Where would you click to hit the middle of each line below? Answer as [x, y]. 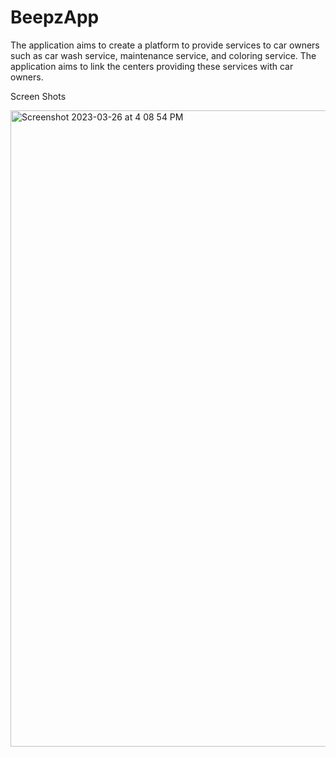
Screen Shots [38, 96]
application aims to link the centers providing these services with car [152, 66]
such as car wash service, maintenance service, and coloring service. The [163, 55]
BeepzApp [55, 17]
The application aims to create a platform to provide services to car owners [165, 45]
